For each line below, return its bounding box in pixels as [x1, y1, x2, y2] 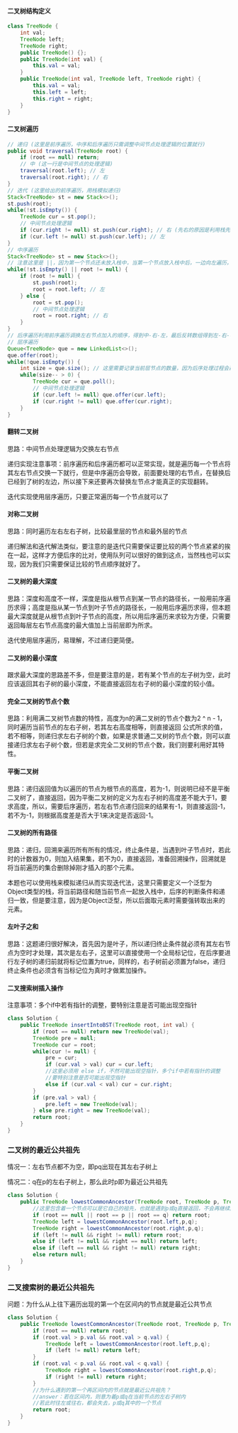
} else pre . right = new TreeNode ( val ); [33, 1107, 151, 1115]
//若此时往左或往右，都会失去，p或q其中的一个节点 [33, 1400, 161, 1407]
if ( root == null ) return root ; [33, 1327, 129, 1334]
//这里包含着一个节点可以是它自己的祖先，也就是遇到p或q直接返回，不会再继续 [33, 1205, 230, 1212]
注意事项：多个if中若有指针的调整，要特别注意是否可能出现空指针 [7, 1000, 198, 1010]
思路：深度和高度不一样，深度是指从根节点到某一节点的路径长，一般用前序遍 [7, 594, 231, 603]
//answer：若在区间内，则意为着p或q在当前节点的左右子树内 [33, 1393, 186, 1400]
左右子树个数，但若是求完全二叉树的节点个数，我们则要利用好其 [31, 741, 218, 749]
